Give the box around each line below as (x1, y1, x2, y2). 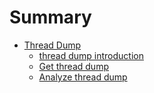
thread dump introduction (38, 49, 144, 61)
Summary (9, 6, 92, 29)
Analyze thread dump (38, 71, 128, 83)
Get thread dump (38, 60, 109, 72)
